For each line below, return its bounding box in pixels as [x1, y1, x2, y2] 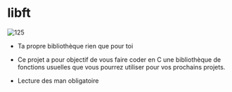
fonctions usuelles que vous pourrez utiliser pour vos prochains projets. [17, 63, 226, 71]
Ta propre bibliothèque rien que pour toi [17, 41, 134, 50]
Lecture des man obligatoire [17, 76, 99, 85]
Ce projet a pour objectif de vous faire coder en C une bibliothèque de [17, 55, 221, 64]
